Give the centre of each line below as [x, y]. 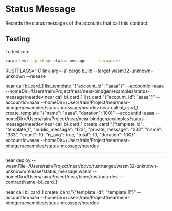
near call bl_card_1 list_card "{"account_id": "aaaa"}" [100, 97]
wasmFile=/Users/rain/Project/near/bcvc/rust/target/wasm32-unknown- [82, 166]
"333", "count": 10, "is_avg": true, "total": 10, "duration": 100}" [70, 135]
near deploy [18, 160]
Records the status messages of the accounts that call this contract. [77, 23]
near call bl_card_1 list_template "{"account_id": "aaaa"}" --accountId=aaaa [85, 86]
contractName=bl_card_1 [31, 182]
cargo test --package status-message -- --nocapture [63, 61]
